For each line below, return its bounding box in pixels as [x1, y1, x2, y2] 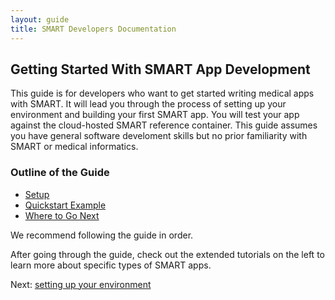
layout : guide [10, 14, 70, 25]
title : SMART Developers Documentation [10, 24, 177, 34]
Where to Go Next [24, 209, 100, 221]
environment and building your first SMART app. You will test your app [10, 109, 300, 121]
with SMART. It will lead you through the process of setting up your [10, 98, 287, 110]
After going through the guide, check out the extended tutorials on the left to [10, 248, 325, 260]
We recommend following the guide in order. [10, 229, 194, 241]
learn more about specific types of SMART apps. [10, 259, 212, 271]
